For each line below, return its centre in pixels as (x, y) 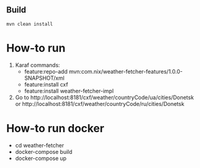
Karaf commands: (37, 65)
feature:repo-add (46, 71)
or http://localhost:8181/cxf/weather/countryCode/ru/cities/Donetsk (100, 103)
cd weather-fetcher (39, 145)
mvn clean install (30, 24)
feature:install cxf (46, 84)
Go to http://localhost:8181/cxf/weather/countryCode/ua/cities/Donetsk (104, 97)
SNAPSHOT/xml (45, 78)
